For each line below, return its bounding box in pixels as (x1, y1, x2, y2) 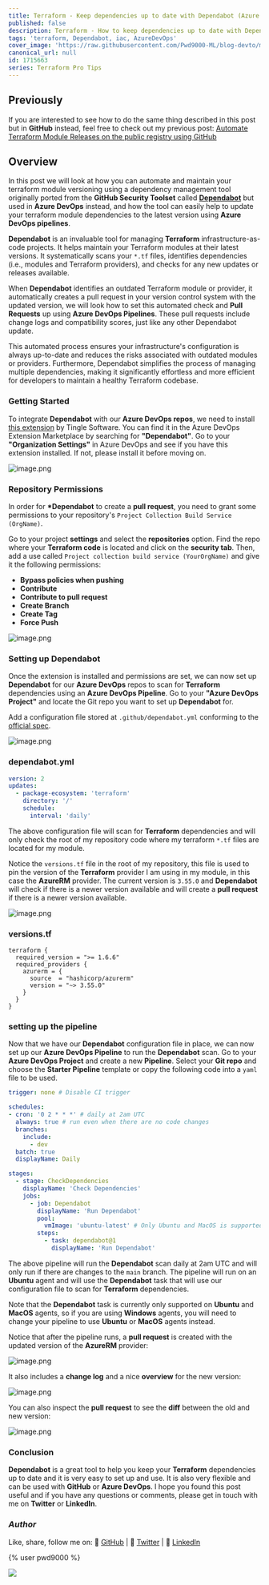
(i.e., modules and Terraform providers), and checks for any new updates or (8, 259, 259, 269)
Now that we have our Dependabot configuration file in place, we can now (8, 1039, 255, 1049)
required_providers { (15, 961, 88, 969)
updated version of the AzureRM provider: (8, 1340, 149, 1350)
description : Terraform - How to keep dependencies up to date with (8, 26, 242, 34)
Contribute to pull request (19, 592, 108, 601)
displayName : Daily (15, 1155, 81, 1163)
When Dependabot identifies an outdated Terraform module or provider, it (8, 283, 253, 293)
